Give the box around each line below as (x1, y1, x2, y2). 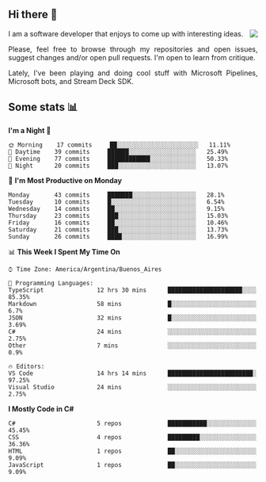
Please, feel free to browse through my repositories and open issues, (8, 44, 258, 54)
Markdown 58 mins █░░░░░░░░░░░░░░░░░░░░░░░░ (8, 300, 257, 308)
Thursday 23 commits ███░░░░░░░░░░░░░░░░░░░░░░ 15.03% (8, 212, 228, 220)
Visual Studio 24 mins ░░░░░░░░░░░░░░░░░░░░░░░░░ (8, 383, 257, 391)
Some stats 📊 (8, 101, 78, 114)
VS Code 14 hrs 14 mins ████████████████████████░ (8, 369, 257, 377)
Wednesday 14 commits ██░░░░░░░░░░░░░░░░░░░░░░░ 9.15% (8, 205, 225, 212)
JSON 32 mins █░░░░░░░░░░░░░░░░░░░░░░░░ (8, 314, 257, 322)
